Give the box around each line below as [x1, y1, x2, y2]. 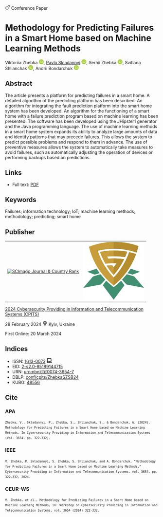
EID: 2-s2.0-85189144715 [12, 363, 63, 369]
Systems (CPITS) [5, 311, 39, 317]
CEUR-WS [5, 485, 30, 492]
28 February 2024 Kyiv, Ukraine [5, 321, 75, 327]
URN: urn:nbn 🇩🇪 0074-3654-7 [12, 369, 74, 374]
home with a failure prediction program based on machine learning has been [5, 113, 159, 119]
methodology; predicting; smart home [5, 214, 81, 220]
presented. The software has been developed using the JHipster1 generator [5, 118, 157, 124]
